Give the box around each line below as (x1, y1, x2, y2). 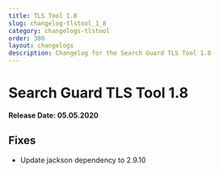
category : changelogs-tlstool (8, 27, 111, 35)
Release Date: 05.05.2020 (8, 110, 99, 120)
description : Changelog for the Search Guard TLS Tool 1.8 (8, 49, 212, 57)
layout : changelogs (8, 42, 74, 50)
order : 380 (8, 34, 45, 43)
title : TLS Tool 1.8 (8, 11, 78, 20)
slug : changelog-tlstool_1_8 (8, 19, 107, 27)
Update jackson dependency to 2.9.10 (19, 154, 146, 165)
